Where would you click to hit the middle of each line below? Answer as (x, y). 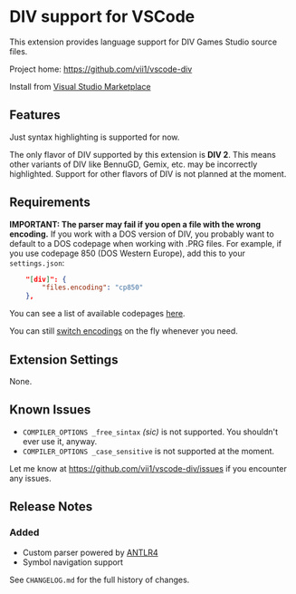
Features (35, 115)
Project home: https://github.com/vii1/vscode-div (101, 69)
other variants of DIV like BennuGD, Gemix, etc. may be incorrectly (134, 164)
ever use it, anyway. (60, 441)
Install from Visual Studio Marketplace (80, 86)
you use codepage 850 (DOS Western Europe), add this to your (128, 253)
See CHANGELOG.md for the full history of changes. (100, 579)
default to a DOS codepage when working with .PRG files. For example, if (146, 243)
